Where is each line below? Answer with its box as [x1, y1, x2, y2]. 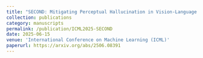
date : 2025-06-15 [6, 31, 50, 37]
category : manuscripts [6, 20, 64, 26]
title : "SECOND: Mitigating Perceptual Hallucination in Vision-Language [6, 8, 198, 15]
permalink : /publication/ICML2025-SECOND [6, 25, 113, 32]
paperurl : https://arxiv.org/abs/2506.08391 [6, 43, 121, 49]
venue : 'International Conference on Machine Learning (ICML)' [6, 37, 170, 43]
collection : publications [6, 14, 72, 21]
